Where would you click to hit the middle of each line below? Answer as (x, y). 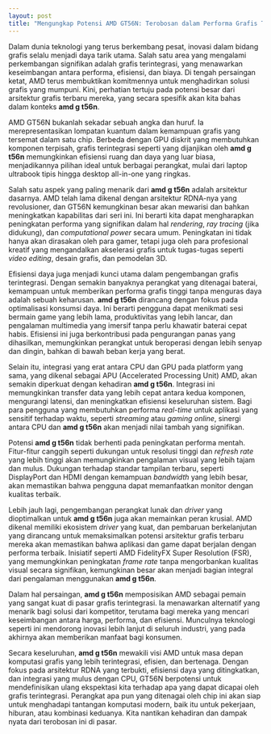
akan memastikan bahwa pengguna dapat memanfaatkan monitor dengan (131, 485)
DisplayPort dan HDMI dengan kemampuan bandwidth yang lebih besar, (128, 477)
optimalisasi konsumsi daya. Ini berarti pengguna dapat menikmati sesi (126, 308)
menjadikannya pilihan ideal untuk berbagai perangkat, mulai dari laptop (128, 165)
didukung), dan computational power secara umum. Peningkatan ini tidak (130, 232)
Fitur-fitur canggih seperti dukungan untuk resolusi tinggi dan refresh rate (131, 451)
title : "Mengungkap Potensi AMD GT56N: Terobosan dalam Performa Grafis (133, 23)
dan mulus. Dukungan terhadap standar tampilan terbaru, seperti (116, 468)
